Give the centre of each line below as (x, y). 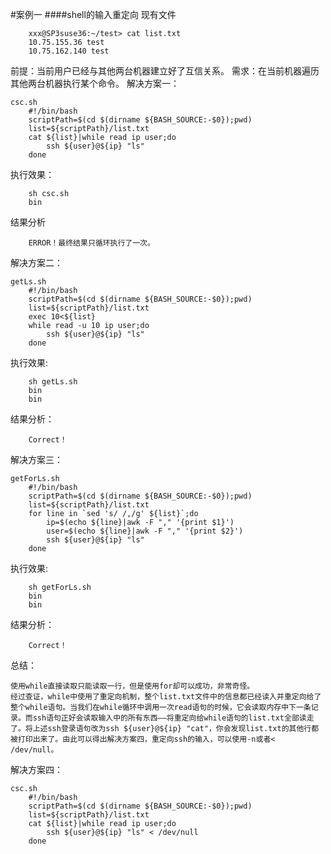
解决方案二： (36, 262)
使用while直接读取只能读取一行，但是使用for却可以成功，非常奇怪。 (132, 686)
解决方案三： (36, 459)
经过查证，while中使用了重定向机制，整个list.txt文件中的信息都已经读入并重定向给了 (166, 697)
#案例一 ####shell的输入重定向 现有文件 (93, 14)
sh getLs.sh (53, 382)
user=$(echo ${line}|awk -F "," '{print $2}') (145, 531)
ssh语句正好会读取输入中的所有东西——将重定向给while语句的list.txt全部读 (169, 718)
